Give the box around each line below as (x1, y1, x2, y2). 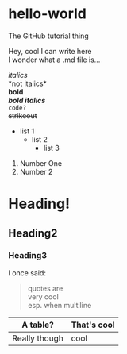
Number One (19, 158, 62, 167)
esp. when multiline (27, 300, 92, 310)
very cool (27, 291, 60, 302)
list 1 (19, 126, 35, 136)
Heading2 (8, 226, 58, 240)
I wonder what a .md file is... (8, 55, 101, 64)
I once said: (8, 267, 46, 278)
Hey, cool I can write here (8, 46, 92, 56)
